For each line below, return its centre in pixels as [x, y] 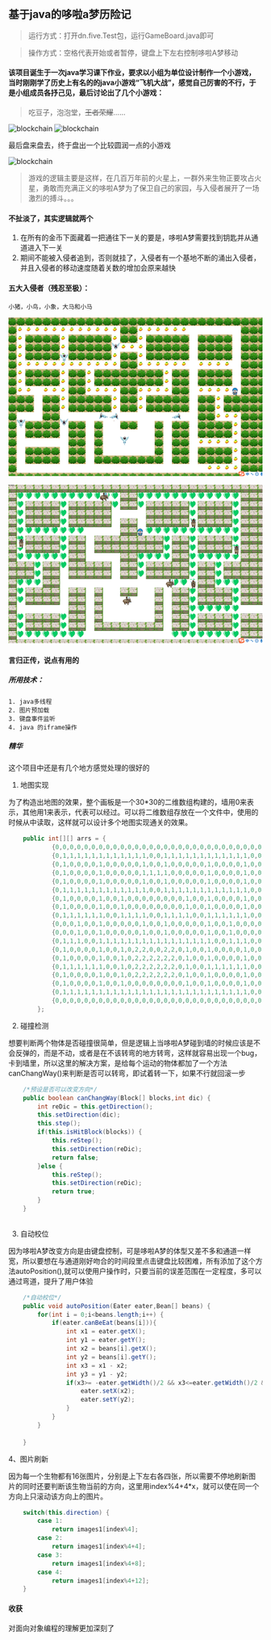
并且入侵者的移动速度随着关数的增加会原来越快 [98, 268]
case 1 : [50, 1521]
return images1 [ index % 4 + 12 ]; [100, 1581]
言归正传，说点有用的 [44, 660]
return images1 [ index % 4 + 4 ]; [99, 1547]
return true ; [73, 1192]
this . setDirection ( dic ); [79, 1115]
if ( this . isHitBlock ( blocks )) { [90, 1132]
